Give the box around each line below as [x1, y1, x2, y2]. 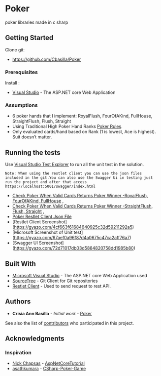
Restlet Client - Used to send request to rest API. [12, 283, 111, 289]
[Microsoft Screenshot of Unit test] [12, 229, 83, 235]
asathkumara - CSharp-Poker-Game [12, 366, 86, 372]
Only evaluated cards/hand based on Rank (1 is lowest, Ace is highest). [12, 129, 156, 135]
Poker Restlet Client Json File [12, 213, 72, 220]
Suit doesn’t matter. [12, 134, 52, 140]
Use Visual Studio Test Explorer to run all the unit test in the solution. [5, 162, 144, 167]
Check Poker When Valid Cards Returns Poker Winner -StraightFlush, [12, 203, 153, 209]
